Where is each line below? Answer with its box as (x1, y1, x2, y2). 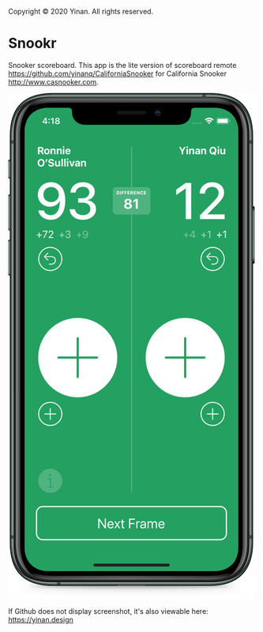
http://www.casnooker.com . (8, 77, 99, 86)
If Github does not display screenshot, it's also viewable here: (8, 606, 209, 615)
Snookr (8, 35, 57, 52)
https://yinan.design (8, 615, 73, 624)
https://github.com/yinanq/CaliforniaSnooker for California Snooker (8, 69, 227, 78)
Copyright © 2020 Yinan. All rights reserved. (8, 7, 154, 16)
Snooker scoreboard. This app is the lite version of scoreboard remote (8, 60, 237, 70)
